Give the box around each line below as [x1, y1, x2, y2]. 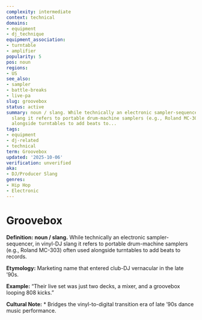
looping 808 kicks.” [6, 289, 54, 296]
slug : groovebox [6, 98, 47, 104]
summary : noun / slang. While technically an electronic [6, 109, 152, 115]
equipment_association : [6, 37, 66, 43]
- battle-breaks [6, 87, 47, 93]
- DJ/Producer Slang [6, 171, 58, 177]
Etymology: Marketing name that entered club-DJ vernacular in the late [6, 264, 185, 271]
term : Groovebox [6, 149, 47, 155]
